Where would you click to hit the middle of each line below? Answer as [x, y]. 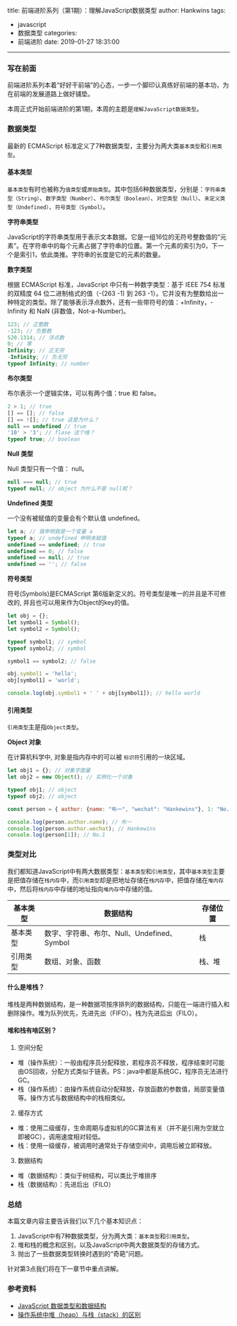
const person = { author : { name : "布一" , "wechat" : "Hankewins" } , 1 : [110, 809]
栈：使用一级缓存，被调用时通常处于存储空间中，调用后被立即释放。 [116, 1145]
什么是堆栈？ [26, 987]
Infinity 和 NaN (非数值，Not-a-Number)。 [69, 311]
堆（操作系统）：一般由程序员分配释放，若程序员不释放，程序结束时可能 [121, 1062]
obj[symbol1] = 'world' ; [44, 680]
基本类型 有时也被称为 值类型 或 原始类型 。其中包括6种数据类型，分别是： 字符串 [114, 189]
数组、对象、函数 [72, 961]
